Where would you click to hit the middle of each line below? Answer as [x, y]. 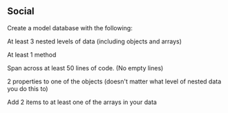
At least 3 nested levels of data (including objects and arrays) [94, 41]
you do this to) [28, 88]
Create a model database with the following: [70, 28]
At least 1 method [32, 54]
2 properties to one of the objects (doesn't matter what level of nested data [114, 81]
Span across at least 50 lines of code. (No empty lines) [85, 68]
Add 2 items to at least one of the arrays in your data [82, 102]
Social [21, 11]
